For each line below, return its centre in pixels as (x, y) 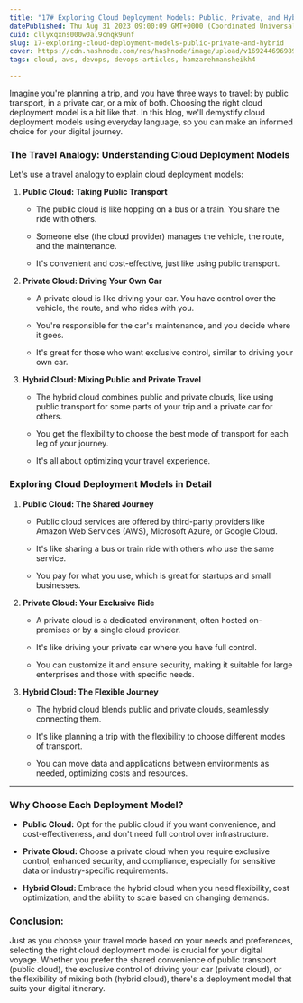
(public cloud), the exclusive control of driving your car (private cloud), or (146, 970)
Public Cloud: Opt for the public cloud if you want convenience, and (149, 824)
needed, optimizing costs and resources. (112, 773)
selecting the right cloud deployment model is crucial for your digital (136, 950)
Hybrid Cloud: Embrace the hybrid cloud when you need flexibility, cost (156, 888)
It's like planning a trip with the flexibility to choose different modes (161, 736)
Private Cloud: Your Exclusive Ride (88, 603)
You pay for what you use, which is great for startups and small (153, 575)
